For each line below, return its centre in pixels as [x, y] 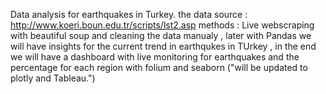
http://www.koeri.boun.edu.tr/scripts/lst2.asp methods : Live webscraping [162, 25]
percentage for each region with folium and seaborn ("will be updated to [159, 67]
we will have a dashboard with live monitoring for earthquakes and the [155, 57]
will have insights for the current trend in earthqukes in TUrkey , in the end [163, 46]
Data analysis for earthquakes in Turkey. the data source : [129, 14]
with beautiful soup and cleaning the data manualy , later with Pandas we [161, 35]
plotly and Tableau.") [53, 78]
